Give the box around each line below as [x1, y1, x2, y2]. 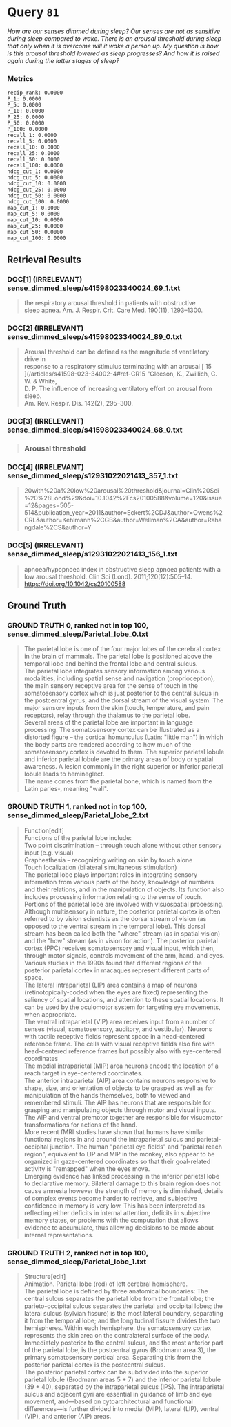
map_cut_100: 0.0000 [7, 235, 67, 242]
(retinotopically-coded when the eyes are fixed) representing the [23, 988, 208, 997]
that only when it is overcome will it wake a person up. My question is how [7, 42, 219, 50]
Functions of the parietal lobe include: [23, 833, 132, 842]
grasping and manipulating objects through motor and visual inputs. [23, 1105, 217, 1114]
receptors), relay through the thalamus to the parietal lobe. [23, 711, 191, 720]
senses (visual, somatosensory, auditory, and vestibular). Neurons [23, 1025, 212, 1033]
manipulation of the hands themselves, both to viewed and [23, 1091, 191, 1099]
